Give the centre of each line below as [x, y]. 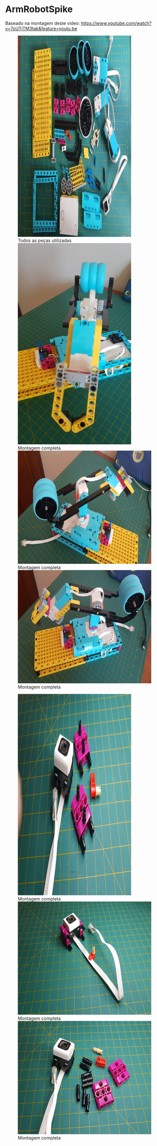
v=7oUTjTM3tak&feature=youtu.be [41, 28]
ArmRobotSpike [39, 9]
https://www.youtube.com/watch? [116, 23]
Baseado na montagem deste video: [43, 23]
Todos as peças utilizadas [45, 240]
